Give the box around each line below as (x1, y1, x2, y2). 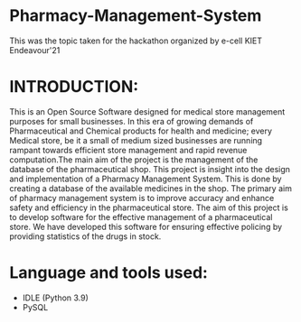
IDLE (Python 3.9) (22, 292, 89, 303)
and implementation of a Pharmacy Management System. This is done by (9, 173, 282, 184)
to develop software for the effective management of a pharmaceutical (9, 211, 273, 222)
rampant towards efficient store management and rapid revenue (9, 144, 248, 155)
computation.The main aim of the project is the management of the (9, 154, 259, 165)
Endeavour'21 (9, 44, 61, 55)
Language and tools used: (9, 262, 208, 283)
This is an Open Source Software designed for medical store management (9, 106, 286, 117)
